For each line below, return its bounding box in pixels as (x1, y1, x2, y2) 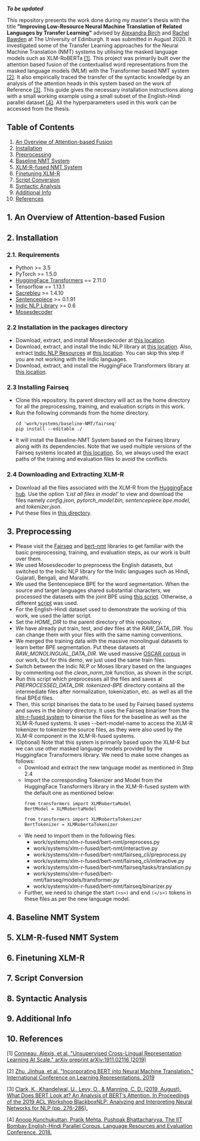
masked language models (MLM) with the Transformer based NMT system (7, 67, 190, 74)
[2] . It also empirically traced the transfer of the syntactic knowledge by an (7, 74, 190, 80)
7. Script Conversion (7, 973, 84, 983)
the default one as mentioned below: (24, 789, 115, 796)
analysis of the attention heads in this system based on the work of (7, 80, 171, 87)
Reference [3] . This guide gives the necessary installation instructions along (7, 86, 193, 93)
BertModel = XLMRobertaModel (24, 806, 97, 812)
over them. (15, 555, 42, 562)
